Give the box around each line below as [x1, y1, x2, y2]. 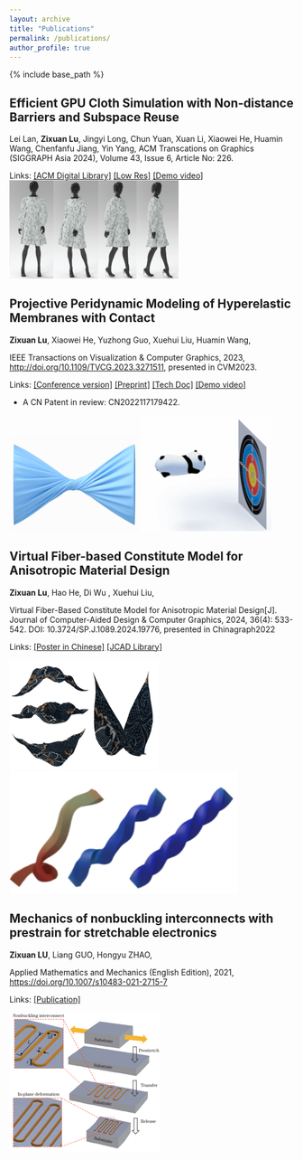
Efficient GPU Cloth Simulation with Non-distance [9, 95, 294, 110]
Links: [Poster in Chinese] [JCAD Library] [9, 641, 162, 652]
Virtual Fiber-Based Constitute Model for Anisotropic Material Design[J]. [9, 604, 278, 615]
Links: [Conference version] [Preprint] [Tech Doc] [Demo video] [9, 379, 246, 390]
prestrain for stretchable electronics [9, 925, 217, 940]
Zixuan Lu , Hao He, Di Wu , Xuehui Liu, [9, 587, 155, 598]
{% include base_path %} [9, 69, 105, 80]
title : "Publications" [9, 24, 95, 33]
